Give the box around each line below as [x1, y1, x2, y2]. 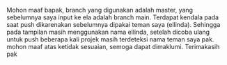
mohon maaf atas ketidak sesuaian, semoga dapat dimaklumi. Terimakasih [6, 43, 220, 50]
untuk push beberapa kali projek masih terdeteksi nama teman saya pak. [6, 35, 214, 44]
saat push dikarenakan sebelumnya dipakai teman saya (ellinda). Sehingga [6, 21, 221, 28]
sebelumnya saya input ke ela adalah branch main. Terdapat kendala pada [6, 13, 219, 21]
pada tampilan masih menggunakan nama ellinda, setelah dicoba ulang [6, 28, 210, 36]
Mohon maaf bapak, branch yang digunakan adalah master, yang [6, 6, 193, 14]
